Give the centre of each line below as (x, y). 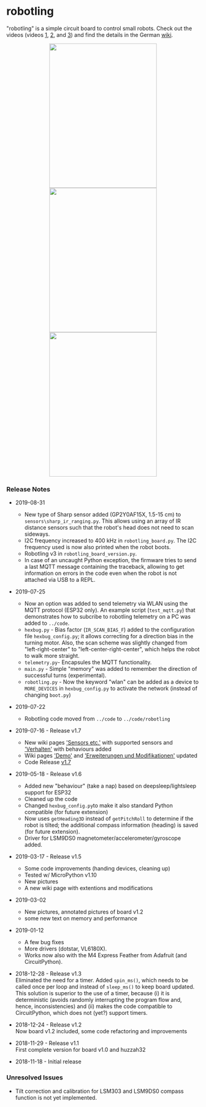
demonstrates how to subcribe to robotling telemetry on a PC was (108, 617)
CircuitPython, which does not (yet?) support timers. (82, 1013)
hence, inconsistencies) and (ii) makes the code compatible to (94, 1006)
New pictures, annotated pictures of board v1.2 (84, 912)
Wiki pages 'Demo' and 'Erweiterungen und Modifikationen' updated (111, 756)
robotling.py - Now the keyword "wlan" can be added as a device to (112, 682)
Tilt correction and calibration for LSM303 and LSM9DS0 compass (99, 1091)
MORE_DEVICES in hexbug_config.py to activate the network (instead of (111, 689)
